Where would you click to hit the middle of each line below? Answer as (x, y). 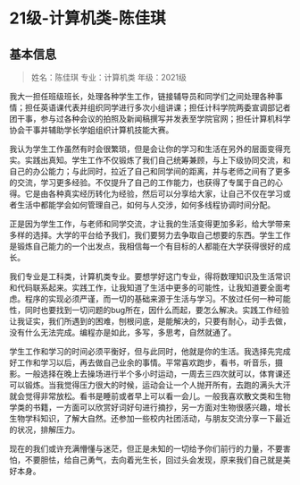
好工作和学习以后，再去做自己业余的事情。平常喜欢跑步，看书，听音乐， (142, 362)
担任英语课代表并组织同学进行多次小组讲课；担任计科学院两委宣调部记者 (158, 107)
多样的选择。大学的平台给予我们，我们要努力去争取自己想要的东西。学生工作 (150, 235)
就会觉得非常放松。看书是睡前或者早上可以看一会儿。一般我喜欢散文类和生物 (150, 396)
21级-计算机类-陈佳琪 (87, 18)
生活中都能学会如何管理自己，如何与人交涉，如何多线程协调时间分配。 (146, 205)
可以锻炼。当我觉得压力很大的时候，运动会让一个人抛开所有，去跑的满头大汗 (150, 385)
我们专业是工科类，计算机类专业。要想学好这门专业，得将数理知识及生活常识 (150, 277)
